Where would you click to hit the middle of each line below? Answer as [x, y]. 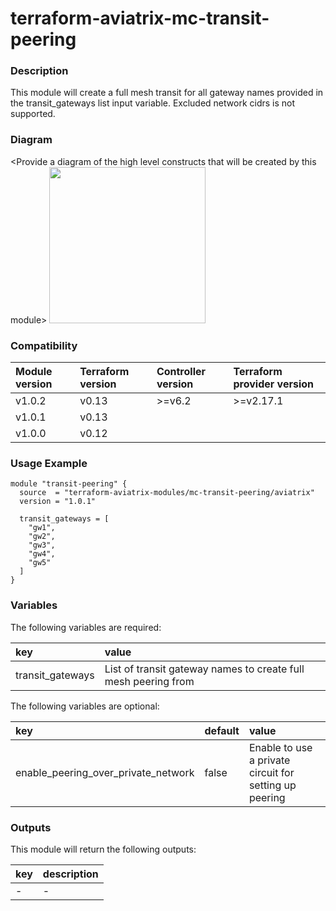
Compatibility [44, 345]
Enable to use [280, 747]
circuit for [271, 772]
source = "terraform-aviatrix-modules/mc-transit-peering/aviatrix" [167, 493]
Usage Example [49, 463]
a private [269, 760]
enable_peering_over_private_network [105, 772]
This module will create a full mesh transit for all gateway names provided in [167, 93]
